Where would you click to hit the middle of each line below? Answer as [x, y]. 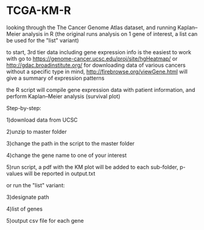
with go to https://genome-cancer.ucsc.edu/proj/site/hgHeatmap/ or [92, 58]
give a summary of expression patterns [55, 78]
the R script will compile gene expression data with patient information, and [101, 89]
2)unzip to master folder [37, 131]
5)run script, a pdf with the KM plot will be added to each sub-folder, [92, 167]
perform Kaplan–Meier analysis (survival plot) [63, 96]
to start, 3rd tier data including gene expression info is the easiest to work [99, 52]
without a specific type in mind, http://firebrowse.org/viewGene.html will [97, 71]
